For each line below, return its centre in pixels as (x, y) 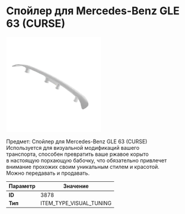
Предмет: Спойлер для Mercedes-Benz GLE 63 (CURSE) (77, 141)
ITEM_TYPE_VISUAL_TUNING (76, 203)
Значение (76, 186)
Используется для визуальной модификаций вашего (73, 147)
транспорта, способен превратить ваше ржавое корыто (78, 154)
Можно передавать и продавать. (48, 173)
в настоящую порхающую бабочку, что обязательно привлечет (87, 160)
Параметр (22, 186)
